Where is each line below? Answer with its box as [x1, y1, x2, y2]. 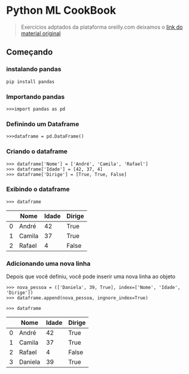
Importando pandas [6, 92, 65, 101]
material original [20, 29, 61, 37]
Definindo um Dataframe [6, 120, 80, 128]
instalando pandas [6, 65, 62, 74]
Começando [6, 47, 53, 57]
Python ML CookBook [6, 4, 117, 17]
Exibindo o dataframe [6, 185, 70, 193]
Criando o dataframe [6, 147, 68, 156]
